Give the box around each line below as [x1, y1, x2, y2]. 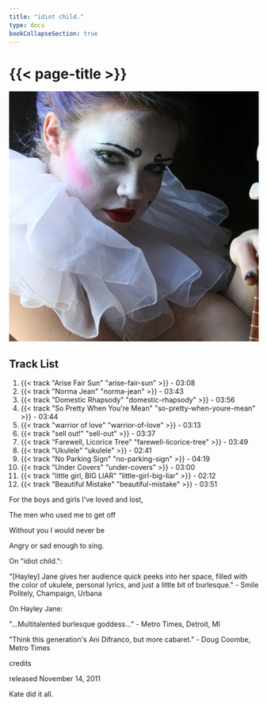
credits [9, 659, 32, 668]
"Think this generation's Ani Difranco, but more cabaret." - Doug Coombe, [9, 635, 251, 645]
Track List [9, 357, 59, 371]
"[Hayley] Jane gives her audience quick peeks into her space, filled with [9, 572, 248, 581]
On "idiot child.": [9, 557, 63, 566]
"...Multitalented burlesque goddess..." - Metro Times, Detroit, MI [9, 619, 221, 629]
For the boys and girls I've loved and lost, [9, 495, 143, 504]
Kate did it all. [9, 689, 54, 699]
